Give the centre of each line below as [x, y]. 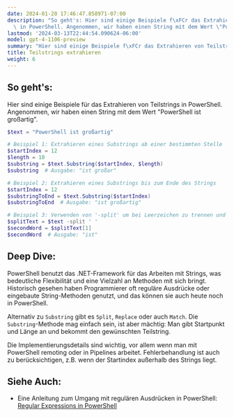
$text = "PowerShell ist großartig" [60, 132]
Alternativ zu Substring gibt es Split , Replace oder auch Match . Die [103, 316]
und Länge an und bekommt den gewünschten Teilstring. [89, 331]
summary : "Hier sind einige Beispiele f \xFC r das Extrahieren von [106, 46]
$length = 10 [26, 158]
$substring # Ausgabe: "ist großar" [62, 170]
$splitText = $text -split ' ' [53, 222]
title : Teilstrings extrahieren [54, 53]
